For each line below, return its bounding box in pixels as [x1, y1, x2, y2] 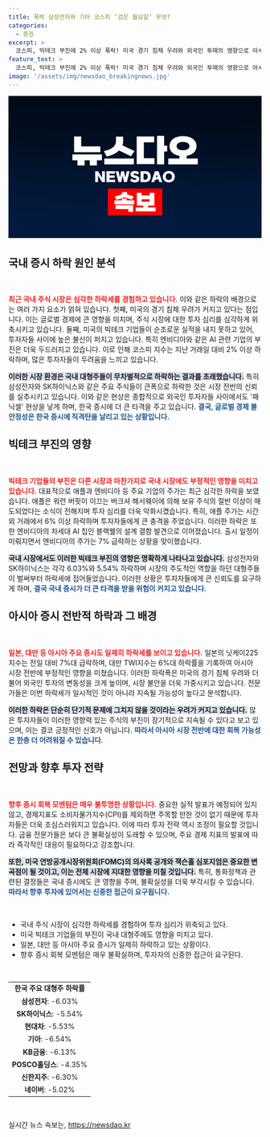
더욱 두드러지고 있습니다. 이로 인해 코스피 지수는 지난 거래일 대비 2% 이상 [22, 345, 253, 354]
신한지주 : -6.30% [21, 1073, 79, 1082]
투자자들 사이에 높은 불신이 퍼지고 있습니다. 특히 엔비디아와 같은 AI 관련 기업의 [8, 334, 253, 345]
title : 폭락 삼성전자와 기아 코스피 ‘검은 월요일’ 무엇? [8, 13, 171, 21]
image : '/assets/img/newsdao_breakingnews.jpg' [8, 72, 171, 80]
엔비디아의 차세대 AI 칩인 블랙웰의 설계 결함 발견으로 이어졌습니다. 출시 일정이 [16, 526, 260, 536]
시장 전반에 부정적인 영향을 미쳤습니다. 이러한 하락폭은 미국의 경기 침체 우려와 [8, 668, 251, 677]
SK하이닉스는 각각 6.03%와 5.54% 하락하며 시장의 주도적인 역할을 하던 [8, 563, 232, 573]
